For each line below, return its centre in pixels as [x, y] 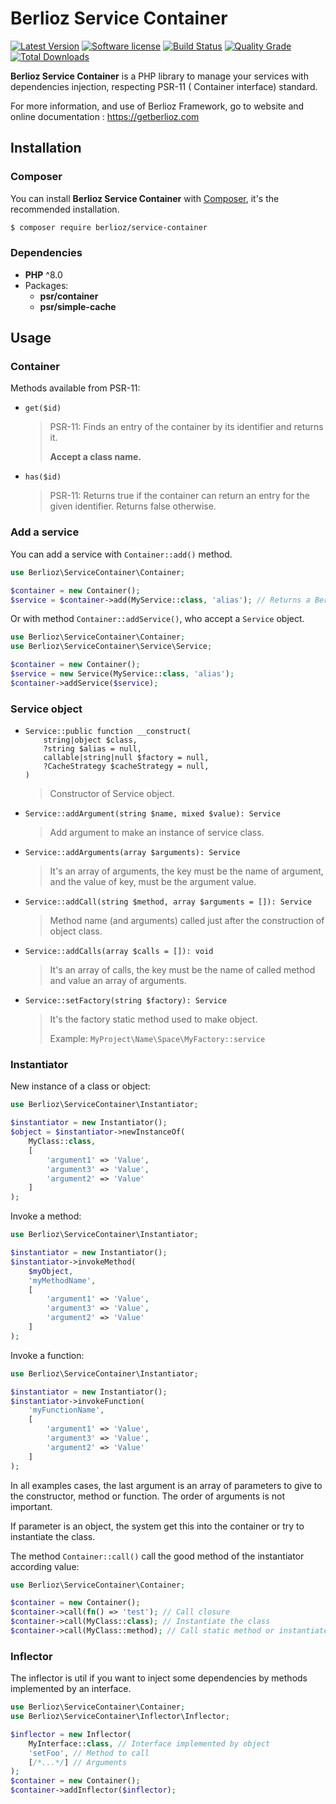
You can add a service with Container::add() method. [121, 554]
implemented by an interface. [71, 1689]
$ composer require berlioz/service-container [109, 227]
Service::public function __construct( [108, 732]
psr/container [69, 296]
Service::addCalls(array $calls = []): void [119, 952]
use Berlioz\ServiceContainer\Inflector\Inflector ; [120, 1717]
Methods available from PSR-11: [75, 388]
